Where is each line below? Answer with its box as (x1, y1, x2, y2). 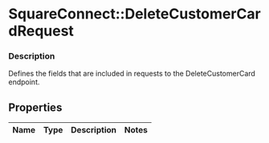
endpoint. (8, 77, 40, 87)
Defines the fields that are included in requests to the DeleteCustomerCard (8, 69, 255, 79)
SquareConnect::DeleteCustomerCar (8, 5, 261, 23)
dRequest (8, 22, 75, 40)
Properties (8, 100, 63, 114)
